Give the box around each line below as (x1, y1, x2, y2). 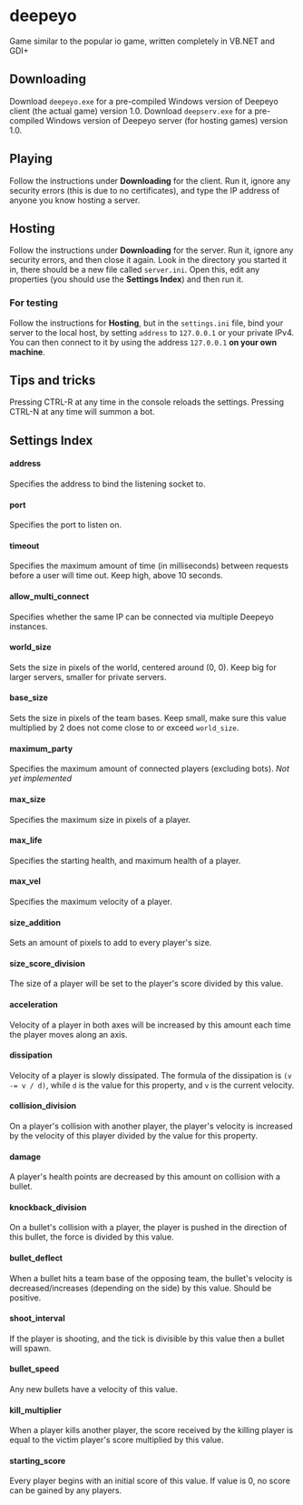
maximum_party (9, 743, 73, 754)
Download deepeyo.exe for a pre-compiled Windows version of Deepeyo (9, 95, 279, 106)
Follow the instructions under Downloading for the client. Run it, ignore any (9, 175, 291, 186)
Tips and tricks (9, 373, 96, 388)
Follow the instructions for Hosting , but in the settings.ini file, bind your (9, 317, 284, 328)
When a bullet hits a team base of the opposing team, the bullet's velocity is (9, 1272, 293, 1283)
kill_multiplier (9, 1404, 62, 1415)
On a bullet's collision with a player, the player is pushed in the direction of (9, 1222, 288, 1233)
